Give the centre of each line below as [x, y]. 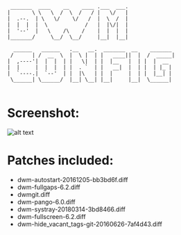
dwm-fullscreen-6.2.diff [51, 216]
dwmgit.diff [34, 194]
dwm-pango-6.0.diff [46, 202]
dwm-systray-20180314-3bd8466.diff [71, 209]
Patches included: [60, 161]
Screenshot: [43, 113]
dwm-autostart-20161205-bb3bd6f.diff [72, 179]
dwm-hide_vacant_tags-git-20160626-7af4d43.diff [90, 224]
